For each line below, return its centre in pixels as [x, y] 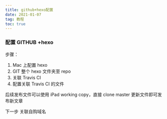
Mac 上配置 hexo [30, 65]
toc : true [16, 24]
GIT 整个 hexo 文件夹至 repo [42, 71]
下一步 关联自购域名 [26, 111]
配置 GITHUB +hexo [29, 42]
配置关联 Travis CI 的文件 [38, 84]
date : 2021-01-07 [23, 15]
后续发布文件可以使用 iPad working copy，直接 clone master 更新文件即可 [81, 94]
